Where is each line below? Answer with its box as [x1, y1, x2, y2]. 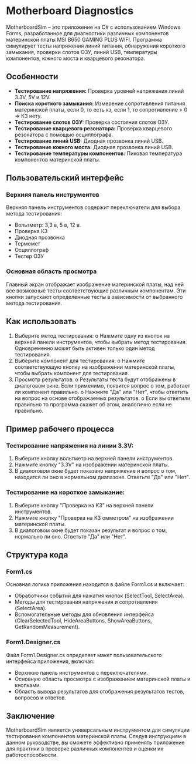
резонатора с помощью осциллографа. [14, 131, 114, 138]
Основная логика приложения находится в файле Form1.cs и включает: [6, 581, 185, 588]
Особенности [6, 72, 59, 82]
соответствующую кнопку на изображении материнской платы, [14, 363, 176, 371]
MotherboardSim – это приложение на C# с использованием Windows [6, 23, 181, 31]
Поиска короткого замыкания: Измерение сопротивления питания [14, 100, 185, 107]
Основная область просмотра [6, 267, 97, 275]
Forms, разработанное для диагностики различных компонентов [6, 29, 169, 36]
